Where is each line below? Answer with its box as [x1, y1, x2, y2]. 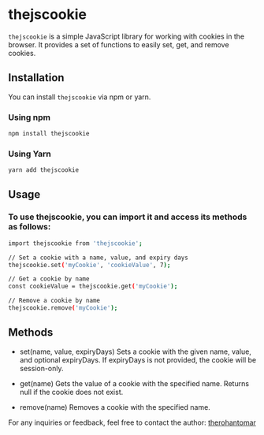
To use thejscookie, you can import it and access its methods [8, 211, 247, 222]
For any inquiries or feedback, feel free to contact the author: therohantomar [8, 418, 256, 427]
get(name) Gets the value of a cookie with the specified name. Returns [19, 378, 250, 388]
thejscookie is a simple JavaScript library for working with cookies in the [8, 32, 245, 41]
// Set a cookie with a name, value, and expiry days [8, 254, 189, 262]
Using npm [8, 112, 51, 123]
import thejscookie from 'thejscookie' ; [8, 239, 143, 247]
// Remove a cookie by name [8, 297, 101, 305]
